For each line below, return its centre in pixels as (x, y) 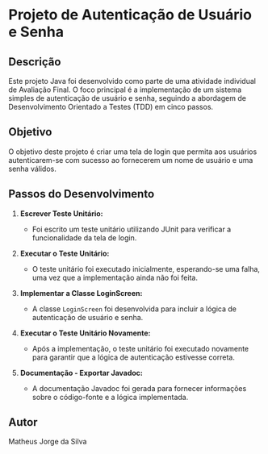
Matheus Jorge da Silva (48, 442)
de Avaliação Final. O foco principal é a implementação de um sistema (125, 90)
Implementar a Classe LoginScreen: (81, 293)
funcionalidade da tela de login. (84, 237)
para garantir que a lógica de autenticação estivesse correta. (134, 357)
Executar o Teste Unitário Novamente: (85, 333)
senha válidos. (32, 169)
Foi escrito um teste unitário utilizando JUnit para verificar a (132, 229)
